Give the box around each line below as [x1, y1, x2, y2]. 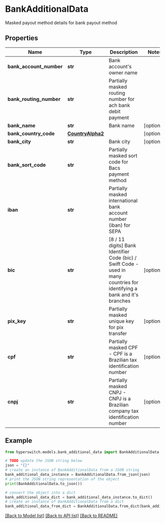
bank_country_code [7, 130, 55, 137]
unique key [109, 317, 134, 324]
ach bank [109, 102, 130, 109]
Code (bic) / [109, 254, 137, 261]
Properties [5, 34, 38, 42]
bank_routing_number [7, 95, 60, 102]
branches [109, 297, 131, 304]
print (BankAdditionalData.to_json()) [5, 481, 82, 486]
